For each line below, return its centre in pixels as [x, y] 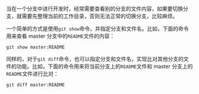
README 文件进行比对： [32, 74]
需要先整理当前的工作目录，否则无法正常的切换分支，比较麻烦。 [100, 16]
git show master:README [36, 47]
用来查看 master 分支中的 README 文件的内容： [61, 36]
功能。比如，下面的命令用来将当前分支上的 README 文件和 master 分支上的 [105, 66]
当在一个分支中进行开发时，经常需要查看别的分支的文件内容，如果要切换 [94, 9]
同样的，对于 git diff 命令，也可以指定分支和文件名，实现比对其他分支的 [95, 59]
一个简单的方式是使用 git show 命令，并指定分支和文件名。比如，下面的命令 [97, 29]
